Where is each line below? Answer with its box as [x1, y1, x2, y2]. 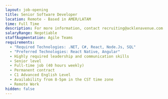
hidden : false [5, 86, 35, 91]
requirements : [5, 40, 35, 45]
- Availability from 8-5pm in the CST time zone [10, 77, 114, 82]
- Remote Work [10, 81, 39, 86]
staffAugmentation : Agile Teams [5, 35, 73, 40]
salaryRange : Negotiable [5, 30, 57, 35]
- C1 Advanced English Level [10, 72, 71, 77]
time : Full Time [5, 21, 39, 26]
